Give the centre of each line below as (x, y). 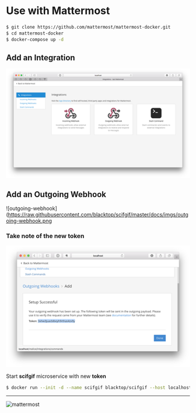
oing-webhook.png (29, 221)
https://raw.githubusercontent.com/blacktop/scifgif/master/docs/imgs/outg (98, 215)
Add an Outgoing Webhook (56, 195)
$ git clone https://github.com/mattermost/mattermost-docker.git (88, 27)
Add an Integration (41, 58)
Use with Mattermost (58, 11)
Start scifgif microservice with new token (56, 376)
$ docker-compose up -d (35, 39)
